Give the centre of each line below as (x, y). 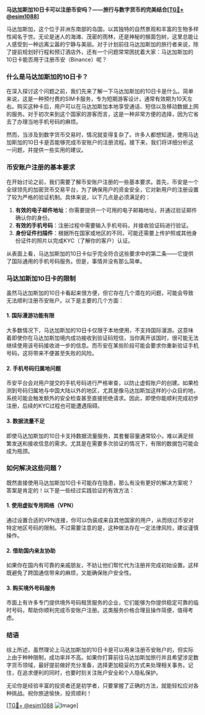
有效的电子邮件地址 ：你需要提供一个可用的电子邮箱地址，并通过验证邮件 (106, 210)
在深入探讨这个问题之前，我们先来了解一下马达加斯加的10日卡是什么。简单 (100, 92)
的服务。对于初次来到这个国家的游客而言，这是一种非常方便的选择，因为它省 (103, 114)
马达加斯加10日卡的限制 (41, 278)
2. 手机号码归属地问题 (34, 368)
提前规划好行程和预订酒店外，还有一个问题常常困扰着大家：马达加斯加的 (102, 52)
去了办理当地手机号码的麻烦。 (44, 122)
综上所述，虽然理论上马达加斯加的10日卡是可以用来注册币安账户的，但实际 (100, 650)
